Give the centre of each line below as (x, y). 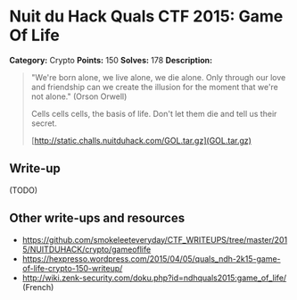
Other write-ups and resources (97, 218)
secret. (44, 123)
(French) (38, 287)
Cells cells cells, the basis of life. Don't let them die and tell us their (154, 113)
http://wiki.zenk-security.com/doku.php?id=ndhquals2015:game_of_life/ (154, 278)
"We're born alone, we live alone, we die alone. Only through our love (158, 77)
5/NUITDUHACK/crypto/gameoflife (87, 249)
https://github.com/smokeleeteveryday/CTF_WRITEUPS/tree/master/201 (155, 239)
